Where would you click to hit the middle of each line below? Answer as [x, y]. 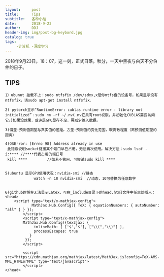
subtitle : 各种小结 [26, 19]
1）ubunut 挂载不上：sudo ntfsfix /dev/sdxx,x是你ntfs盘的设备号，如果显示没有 [82, 95]
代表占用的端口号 [49, 154]
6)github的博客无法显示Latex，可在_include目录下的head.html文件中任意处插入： [81, 193]
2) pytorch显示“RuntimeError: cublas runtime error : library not [74, 110]
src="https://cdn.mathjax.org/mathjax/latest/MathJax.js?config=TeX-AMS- [82, 257]
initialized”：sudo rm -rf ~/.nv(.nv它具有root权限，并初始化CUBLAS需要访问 [80, 115]
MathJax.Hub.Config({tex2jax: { [56, 223]
